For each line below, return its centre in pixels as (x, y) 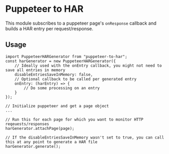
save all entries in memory (35, 70)
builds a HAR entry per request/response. (49, 28)
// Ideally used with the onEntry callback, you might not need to (88, 65)
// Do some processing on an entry (62, 88)
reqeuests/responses (27, 124)
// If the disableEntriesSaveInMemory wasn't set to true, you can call (85, 137)
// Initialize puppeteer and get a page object (57, 106)
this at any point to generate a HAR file (51, 142)
